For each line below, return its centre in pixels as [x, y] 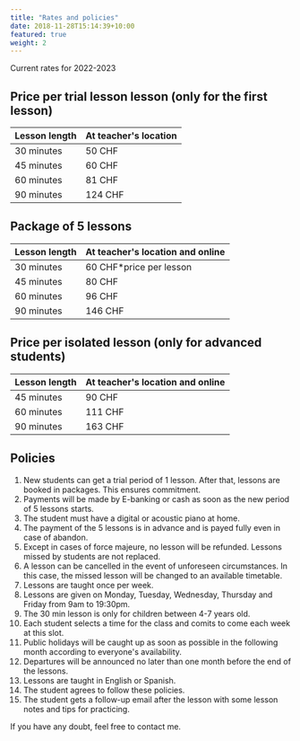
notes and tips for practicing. [77, 709]
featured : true [39, 34]
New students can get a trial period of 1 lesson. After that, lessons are [151, 480]
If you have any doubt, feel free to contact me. [96, 726]
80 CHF [102, 281]
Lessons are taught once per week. [88, 585]
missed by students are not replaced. [92, 556]
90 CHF [102, 397]
